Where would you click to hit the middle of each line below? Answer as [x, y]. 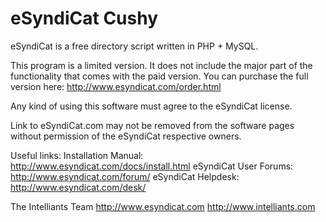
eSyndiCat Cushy [84, 18]
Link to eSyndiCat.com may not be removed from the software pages [152, 125]
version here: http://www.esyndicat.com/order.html [116, 86]
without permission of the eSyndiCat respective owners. [126, 136]
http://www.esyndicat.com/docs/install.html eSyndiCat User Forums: [152, 166]
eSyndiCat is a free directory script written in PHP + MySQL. [134, 46]
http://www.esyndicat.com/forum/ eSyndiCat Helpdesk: [125, 176]
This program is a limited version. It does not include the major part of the [161, 65]
